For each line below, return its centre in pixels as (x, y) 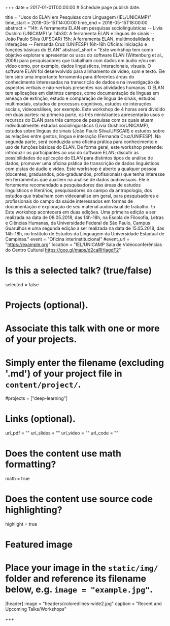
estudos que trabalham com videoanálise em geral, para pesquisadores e (82, 196)
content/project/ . (43, 384)
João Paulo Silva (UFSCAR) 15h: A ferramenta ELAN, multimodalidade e (80, 39)
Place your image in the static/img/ (82, 568)
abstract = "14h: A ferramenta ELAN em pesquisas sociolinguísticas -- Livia (84, 28)
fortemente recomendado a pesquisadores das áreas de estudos (73, 185)
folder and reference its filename (76, 579)
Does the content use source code (79, 499)
